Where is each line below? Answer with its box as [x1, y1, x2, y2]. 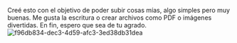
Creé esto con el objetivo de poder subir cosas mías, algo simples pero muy [7, 6, 230, 14]
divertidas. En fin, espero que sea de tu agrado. [7, 21, 147, 29]
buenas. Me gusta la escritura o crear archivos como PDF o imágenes [7, 13, 212, 22]
